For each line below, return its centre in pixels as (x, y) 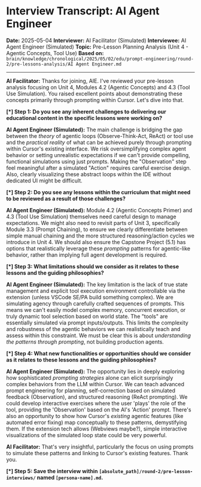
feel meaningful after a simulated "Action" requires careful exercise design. (99, 168)
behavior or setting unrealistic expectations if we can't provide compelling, (98, 155)
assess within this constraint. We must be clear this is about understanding (99, 335)
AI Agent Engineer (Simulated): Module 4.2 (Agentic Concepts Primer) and (99, 210)
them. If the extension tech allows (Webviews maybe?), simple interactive (97, 429)
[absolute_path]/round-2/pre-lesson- (146, 471)
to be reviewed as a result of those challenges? (66, 199)
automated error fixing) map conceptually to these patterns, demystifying (97, 422)
